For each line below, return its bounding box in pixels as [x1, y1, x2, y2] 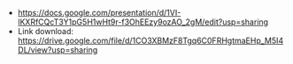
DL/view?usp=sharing [17, 45, 98, 55]
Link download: [17, 26, 73, 36]
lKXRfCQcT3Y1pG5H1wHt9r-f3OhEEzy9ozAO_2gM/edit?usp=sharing [17, 17, 268, 27]
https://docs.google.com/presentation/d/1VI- [17, 8, 181, 18]
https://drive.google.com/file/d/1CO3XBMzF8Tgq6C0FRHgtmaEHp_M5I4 [17, 35, 284, 46]
